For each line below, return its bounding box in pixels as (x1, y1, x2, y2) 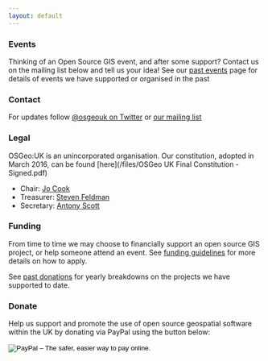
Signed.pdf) (8, 168, 48, 177)
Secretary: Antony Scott (19, 201, 101, 210)
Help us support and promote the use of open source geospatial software (8, 319, 252, 329)
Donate (8, 300, 38, 311)
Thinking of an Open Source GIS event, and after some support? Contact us (8, 56, 259, 66)
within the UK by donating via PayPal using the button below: (8, 327, 211, 337)
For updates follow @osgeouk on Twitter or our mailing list (8, 112, 202, 122)
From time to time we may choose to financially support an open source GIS (8, 239, 260, 248)
